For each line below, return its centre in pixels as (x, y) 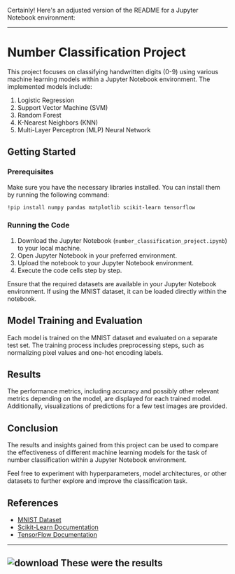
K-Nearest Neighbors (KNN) (58, 122)
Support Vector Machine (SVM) (63, 107)
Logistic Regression (46, 100)
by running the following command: (58, 195)
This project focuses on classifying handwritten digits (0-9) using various (113, 71)
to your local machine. (49, 248)
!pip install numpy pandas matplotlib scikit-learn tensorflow (101, 207)
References (33, 503)
